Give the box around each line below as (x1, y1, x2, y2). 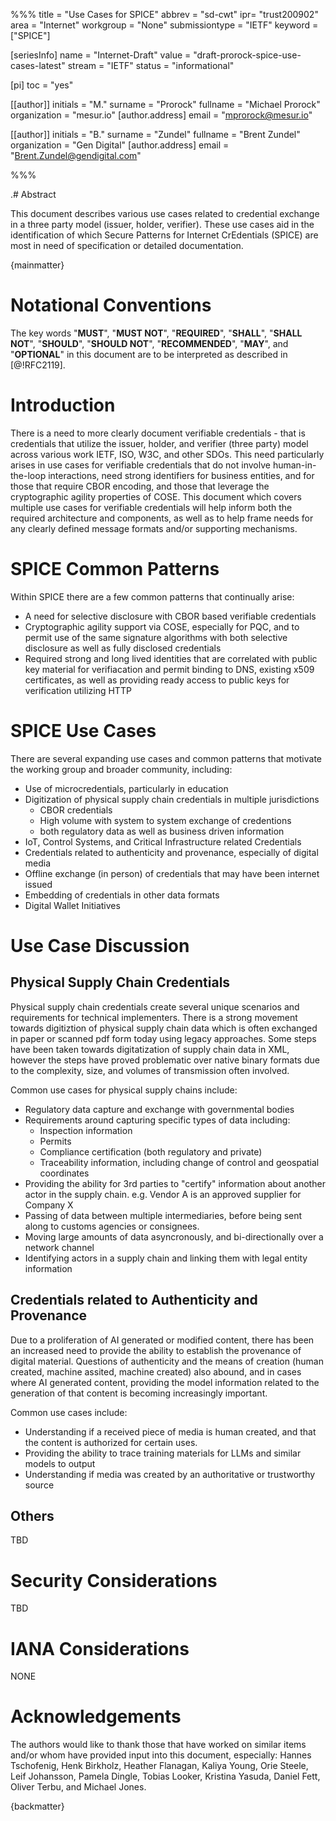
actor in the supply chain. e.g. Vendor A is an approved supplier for (24, 1188, 302, 1200)
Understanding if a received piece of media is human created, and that (24, 1425, 317, 1438)
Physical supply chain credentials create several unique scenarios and (10, 1000, 300, 1013)
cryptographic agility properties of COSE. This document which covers (10, 490, 302, 503)
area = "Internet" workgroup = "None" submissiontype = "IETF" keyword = (10, 19, 319, 31)
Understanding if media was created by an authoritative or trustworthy (24, 1468, 316, 1480)
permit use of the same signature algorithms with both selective (24, 631, 288, 643)
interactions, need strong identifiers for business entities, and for (48, 469, 315, 481)
